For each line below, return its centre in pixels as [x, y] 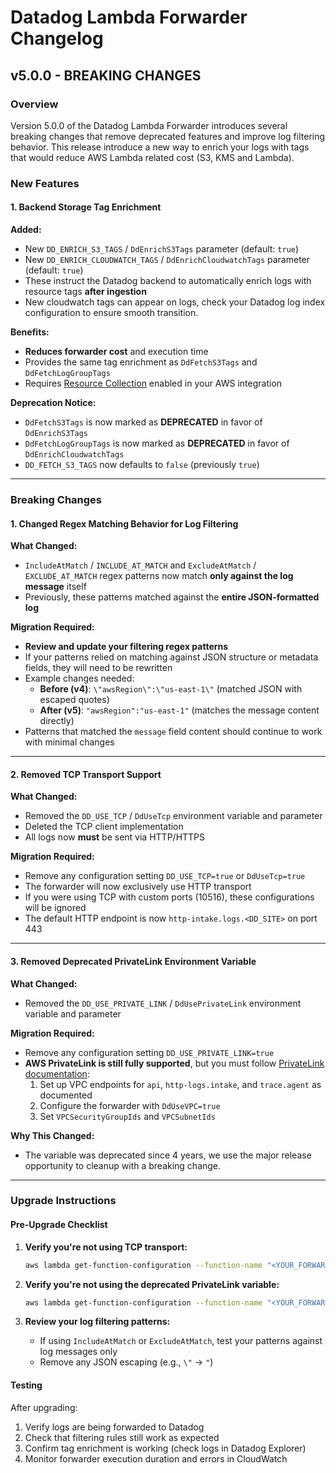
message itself [55, 587]
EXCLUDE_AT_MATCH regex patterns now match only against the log [159, 576]
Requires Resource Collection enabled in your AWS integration [153, 383]
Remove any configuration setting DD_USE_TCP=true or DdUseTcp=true [165, 876]
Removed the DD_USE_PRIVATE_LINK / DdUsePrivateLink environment [163, 1003]
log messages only [78, 1352]
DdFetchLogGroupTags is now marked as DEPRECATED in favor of [157, 443]
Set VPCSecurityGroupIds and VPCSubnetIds [127, 1116]
